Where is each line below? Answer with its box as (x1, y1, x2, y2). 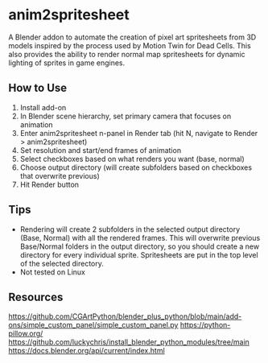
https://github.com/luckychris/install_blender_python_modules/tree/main (8, 337, 249, 347)
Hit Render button (19, 179, 79, 189)
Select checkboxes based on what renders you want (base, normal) (19, 154, 245, 163)
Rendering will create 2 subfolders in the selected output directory (19, 224, 241, 234)
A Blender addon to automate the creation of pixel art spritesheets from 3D (8, 32, 257, 42)
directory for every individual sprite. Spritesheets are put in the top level (19, 250, 259, 259)
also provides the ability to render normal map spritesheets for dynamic (8, 49, 245, 59)
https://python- (179, 320, 231, 330)
